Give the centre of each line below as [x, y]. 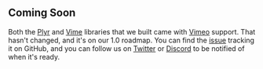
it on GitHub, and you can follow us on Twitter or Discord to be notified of [126, 48]
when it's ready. [34, 56]
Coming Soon [42, 13]
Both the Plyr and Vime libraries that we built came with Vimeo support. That [132, 31]
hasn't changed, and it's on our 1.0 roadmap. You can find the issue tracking [131, 40]
